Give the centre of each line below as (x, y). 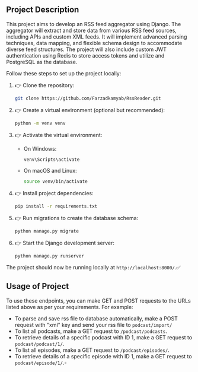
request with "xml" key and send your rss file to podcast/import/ (93, 325)
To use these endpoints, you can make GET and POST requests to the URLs (98, 301)
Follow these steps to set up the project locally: (64, 73)
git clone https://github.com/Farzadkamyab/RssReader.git (88, 98)
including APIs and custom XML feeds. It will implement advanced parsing (97, 36)
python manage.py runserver (49, 256)
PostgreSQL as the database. (42, 62)
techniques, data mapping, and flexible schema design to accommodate (94, 43)
